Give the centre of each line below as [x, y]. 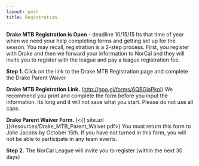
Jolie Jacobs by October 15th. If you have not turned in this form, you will [96, 133]
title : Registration [32, 17]
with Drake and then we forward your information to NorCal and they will [95, 53]
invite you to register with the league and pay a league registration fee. [93, 60]
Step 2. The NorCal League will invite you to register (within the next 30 [94, 150]
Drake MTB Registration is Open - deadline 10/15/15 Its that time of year [95, 34]
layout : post [22, 12]
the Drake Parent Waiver [36, 78]
